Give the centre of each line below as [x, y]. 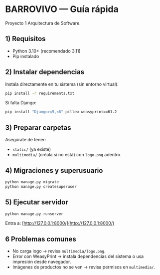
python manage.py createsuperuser [41, 186]
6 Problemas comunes [41, 239]
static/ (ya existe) [32, 149]
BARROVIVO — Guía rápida [62, 9]
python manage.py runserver [34, 214]
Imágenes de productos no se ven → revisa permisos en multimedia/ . [84, 267]
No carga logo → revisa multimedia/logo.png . [59, 251]
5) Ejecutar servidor [37, 202]
